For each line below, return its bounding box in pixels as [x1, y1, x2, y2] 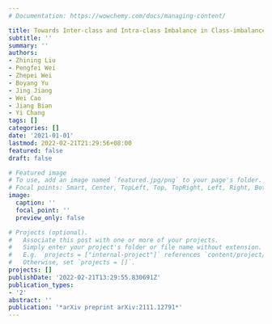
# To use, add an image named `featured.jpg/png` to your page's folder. [8, 176, 263, 184]
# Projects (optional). [8, 228, 89, 237]
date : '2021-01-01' [8, 132, 74, 140]
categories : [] [8, 124, 60, 133]
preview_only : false [15, 213, 85, 222]
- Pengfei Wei [8, 64, 57, 73]
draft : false [8, 154, 53, 162]
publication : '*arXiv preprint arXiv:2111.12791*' [8, 304, 183, 312]
